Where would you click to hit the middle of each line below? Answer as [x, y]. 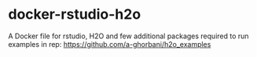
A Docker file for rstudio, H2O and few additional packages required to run [128, 36]
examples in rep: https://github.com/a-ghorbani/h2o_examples [110, 44]
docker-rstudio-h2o [75, 14]
